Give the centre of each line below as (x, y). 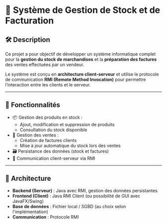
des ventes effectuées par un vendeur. (45, 65)
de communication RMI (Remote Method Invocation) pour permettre (76, 79)
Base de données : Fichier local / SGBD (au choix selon (69, 206)
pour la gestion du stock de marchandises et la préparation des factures (81, 59)
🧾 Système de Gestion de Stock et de (83, 10)
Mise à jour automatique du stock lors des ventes (70, 146)
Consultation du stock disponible (53, 130)
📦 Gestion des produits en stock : (47, 117)
